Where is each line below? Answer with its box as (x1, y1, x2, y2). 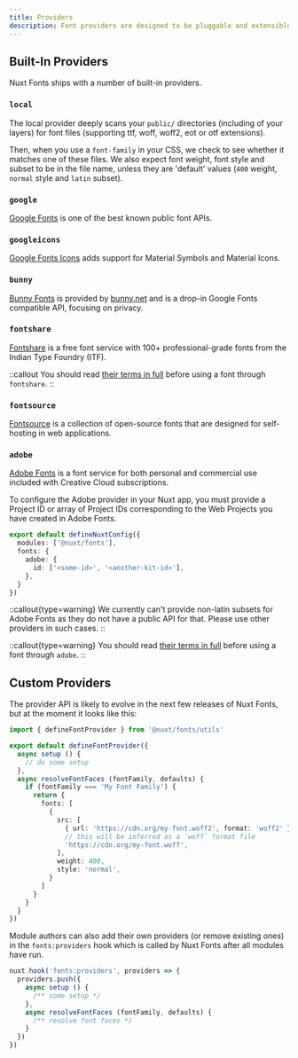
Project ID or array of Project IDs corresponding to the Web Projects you (9, 504, 273, 514)
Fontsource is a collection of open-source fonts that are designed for (9, 419, 262, 429)
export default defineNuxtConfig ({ (9, 530, 141, 539)
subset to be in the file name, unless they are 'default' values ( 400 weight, (9, 163, 278, 174)
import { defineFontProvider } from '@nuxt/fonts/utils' (9, 725, 224, 734)
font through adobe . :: (9, 649, 86, 661)
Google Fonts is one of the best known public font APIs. (9, 212, 213, 223)
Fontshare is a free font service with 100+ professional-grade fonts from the (9, 342, 286, 353)
